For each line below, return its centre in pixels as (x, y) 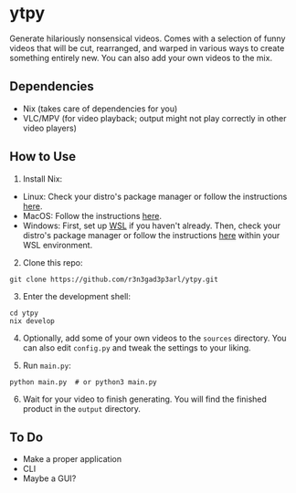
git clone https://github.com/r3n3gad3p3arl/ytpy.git (114, 279)
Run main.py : (47, 365)
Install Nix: (42, 178)
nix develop (32, 321)
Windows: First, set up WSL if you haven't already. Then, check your (152, 226)
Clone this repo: (53, 262)
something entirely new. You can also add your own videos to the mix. (141, 58)
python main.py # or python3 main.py (83, 382)
